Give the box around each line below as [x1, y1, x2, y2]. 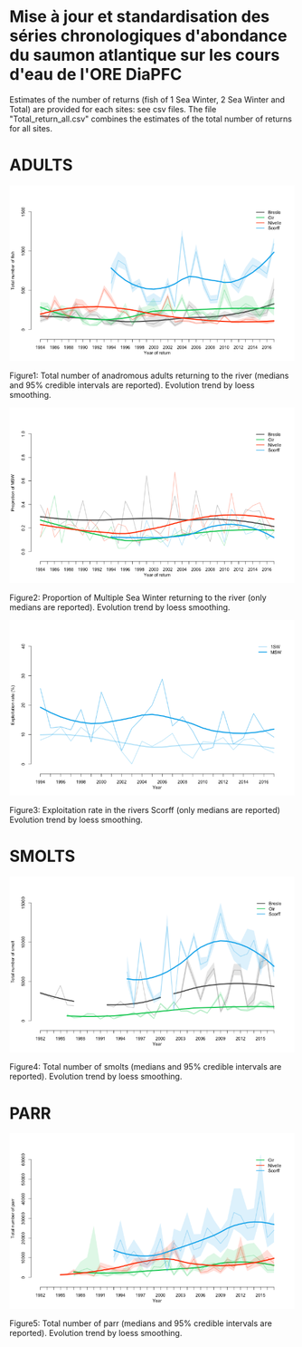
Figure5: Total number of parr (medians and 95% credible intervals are [9, 1318, 273, 1329]
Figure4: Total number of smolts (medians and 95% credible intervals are [9, 1061, 282, 1072]
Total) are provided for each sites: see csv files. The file [9, 103, 217, 114]
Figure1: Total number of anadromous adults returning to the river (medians [9, 370, 289, 382]
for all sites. [9, 122, 52, 133]
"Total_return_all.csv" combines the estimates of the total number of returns [9, 113, 292, 124]
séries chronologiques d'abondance [9, 25, 288, 46]
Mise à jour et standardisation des [9, 6, 269, 27]
